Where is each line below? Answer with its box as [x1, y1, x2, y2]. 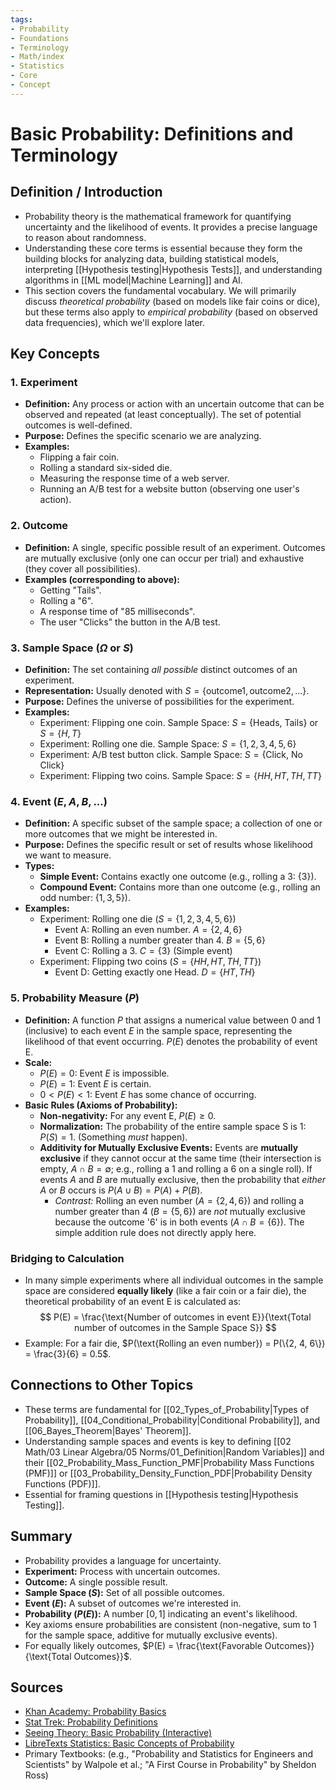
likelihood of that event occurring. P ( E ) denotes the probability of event [24, 1035, 318, 1047]
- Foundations [10, 33, 70, 43]
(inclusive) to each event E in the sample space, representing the [24, 1024, 293, 1036]
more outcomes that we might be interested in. [24, 828, 218, 840]
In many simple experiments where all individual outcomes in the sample [24, 1274, 324, 1286]
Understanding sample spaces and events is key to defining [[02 [24, 1435, 292, 1447]
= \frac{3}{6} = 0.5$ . [24, 1347, 112, 1360]
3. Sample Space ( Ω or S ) [10, 641, 134, 655]
